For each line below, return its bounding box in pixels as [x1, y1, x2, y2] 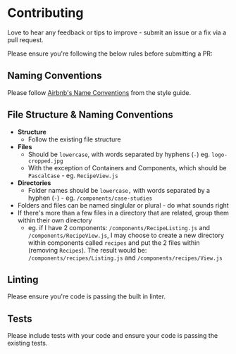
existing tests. [7, 339, 48, 348]
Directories [17, 178, 51, 187]
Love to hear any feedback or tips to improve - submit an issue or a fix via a [7, 28, 227, 37]
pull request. [7, 35, 44, 44]
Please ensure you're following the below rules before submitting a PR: [7, 49, 213, 58]
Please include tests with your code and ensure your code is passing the [7, 331, 218, 340]
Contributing [7, 5, 84, 21]
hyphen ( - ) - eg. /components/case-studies [27, 194, 153, 202]
